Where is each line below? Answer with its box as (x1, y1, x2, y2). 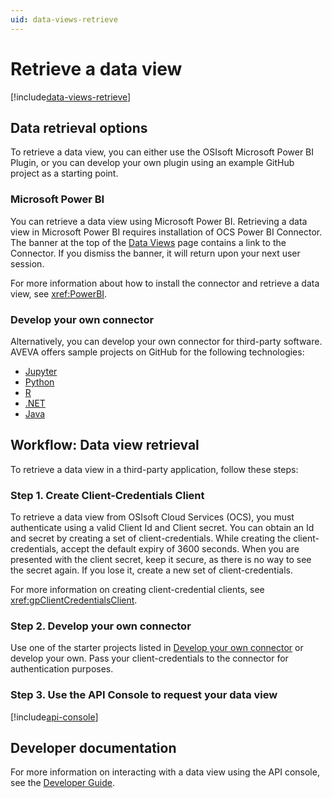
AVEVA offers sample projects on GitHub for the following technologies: (10, 346, 305, 358)
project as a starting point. (10, 167, 119, 180)
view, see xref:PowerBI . (10, 287, 108, 300)
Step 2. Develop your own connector (10, 619, 192, 633)
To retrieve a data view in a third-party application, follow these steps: (10, 463, 299, 475)
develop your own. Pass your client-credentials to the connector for (10, 652, 289, 665)
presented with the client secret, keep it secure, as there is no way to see (10, 554, 312, 566)
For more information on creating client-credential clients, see (10, 584, 265, 596)
